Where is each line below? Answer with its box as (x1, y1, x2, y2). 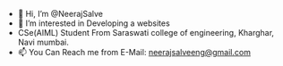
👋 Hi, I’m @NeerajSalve (17, 9, 103, 19)
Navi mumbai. (17, 37, 69, 47)
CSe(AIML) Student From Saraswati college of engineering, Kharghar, (17, 28, 275, 37)
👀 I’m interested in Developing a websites (17, 18, 170, 29)
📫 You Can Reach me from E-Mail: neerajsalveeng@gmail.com (17, 47, 251, 57)
